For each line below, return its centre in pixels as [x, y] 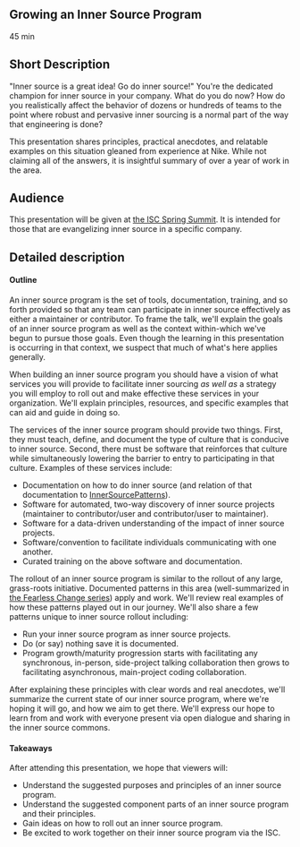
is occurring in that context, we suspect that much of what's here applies [144, 347]
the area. [26, 170]
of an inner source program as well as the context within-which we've [137, 329]
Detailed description [67, 257]
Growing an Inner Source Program [106, 15]
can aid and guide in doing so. [65, 413]
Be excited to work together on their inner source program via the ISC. [151, 833]
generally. [28, 357]
